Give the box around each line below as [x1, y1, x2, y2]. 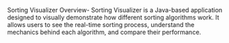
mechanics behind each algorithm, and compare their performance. [7, 28, 202, 36]
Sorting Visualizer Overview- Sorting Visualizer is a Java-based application [7, 6, 223, 14]
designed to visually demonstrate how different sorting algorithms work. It [7, 13, 219, 21]
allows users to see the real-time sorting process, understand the [7, 21, 195, 28]
